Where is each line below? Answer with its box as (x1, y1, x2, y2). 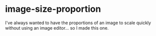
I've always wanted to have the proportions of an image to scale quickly (5, 20, 152, 26)
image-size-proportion (5, 3, 101, 15)
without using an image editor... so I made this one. (5, 25, 109, 31)
